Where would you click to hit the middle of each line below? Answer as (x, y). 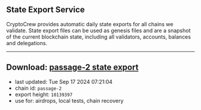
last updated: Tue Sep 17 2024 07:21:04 (63, 81)
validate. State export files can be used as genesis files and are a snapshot (98, 30)
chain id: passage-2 (38, 88)
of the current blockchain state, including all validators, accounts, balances (99, 37)
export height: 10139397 (44, 94)
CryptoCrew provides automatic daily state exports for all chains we (90, 24)
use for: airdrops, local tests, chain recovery (69, 100)
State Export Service (45, 10)
